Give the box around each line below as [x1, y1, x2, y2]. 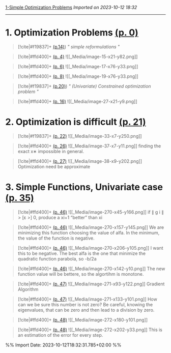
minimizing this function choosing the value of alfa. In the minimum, [17, 229, 160, 236]
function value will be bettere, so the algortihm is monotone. [17, 271, 144, 277]
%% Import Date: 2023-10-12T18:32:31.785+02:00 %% [5, 342, 122, 348]
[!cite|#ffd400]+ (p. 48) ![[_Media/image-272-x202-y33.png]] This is [17, 327, 163, 333]
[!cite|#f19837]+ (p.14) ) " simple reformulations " [17, 43, 120, 50]
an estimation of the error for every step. [17, 332, 103, 338]
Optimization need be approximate [17, 163, 91, 169]
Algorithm [17, 286, 39, 292]
